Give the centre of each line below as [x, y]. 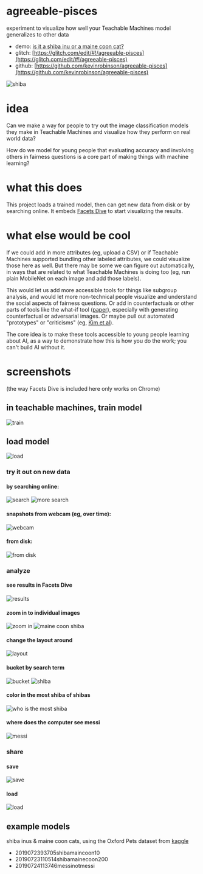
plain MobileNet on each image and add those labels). [74, 278]
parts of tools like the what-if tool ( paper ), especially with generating [92, 309]
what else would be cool [68, 236]
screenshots [39, 372]
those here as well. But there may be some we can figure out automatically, [100, 265]
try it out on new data [38, 472]
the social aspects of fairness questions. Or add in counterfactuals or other [100, 303]
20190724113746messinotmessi [55, 866]
